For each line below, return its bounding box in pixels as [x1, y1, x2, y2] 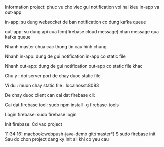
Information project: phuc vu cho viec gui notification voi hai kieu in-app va [5, 4, 160, 10]
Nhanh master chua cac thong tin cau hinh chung [5, 44, 107, 49]
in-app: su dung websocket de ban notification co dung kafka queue [5, 19, 146, 25]
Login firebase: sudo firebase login [5, 112, 77, 117]
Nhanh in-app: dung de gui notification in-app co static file [5, 53, 126, 59]
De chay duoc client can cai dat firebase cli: [5, 92, 95, 98]
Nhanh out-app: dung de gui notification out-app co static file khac [5, 63, 143, 69]
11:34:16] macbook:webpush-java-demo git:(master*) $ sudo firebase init [5, 131, 156, 137]
